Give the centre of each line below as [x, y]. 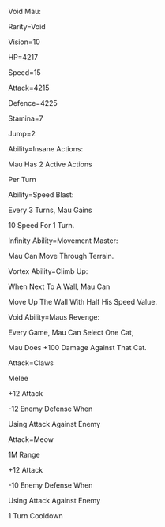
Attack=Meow [31, 439]
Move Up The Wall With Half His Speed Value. [83, 302]
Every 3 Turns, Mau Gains [50, 210]
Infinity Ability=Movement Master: [63, 241]
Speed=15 [24, 73]
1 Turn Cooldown [36, 516]
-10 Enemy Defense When [51, 485]
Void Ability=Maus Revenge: [54, 317]
